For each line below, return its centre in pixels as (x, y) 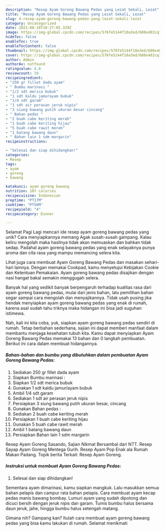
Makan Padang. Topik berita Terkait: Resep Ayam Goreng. (64, 455)
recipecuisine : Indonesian (33, 196)
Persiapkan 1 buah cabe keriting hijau (50, 419)
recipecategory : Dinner (30, 214)
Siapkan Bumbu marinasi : (39, 378)
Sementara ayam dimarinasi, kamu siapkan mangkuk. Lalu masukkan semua (82, 488)
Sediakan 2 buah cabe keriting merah (50, 414)
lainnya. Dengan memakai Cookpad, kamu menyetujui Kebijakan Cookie (87, 268)
